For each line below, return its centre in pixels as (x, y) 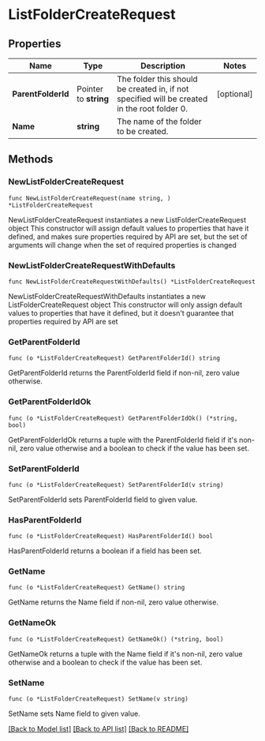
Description (163, 66)
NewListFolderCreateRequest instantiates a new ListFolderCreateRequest (127, 219)
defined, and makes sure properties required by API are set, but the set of (128, 236)
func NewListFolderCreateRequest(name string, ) (90, 198)
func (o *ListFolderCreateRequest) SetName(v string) (99, 699)
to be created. (143, 131)
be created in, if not (153, 89)
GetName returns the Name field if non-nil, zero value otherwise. (114, 602)
